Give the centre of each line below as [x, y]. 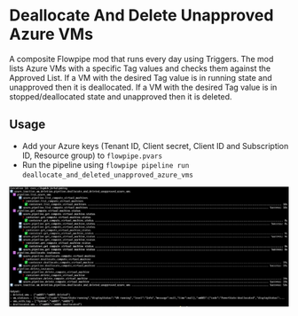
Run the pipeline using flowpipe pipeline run [106, 164]
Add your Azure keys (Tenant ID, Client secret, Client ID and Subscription [155, 146]
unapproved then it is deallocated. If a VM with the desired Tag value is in [143, 87]
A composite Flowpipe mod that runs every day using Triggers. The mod [141, 59]
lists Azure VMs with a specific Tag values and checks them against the [140, 68]
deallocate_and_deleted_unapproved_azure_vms [107, 175]
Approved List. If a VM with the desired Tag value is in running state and [141, 77]
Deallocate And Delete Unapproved [141, 16]
